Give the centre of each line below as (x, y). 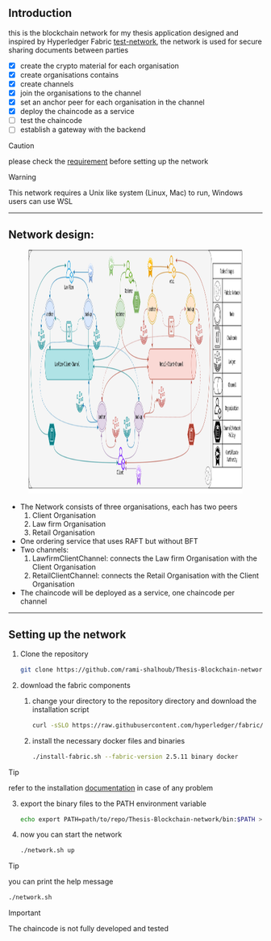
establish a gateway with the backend (83, 129)
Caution (21, 146)
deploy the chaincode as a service (77, 112)
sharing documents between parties (69, 50)
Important (25, 913)
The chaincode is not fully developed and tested (89, 929)
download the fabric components (75, 685)
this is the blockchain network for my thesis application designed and (124, 32)
